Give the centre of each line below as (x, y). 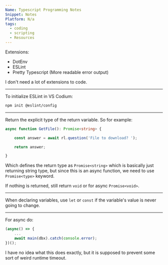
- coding (19, 28)
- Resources (22, 38)
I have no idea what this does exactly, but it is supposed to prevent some (80, 252)
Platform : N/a (20, 19)
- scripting (22, 33)
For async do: (19, 220)
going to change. (23, 205)
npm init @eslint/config (31, 105)
